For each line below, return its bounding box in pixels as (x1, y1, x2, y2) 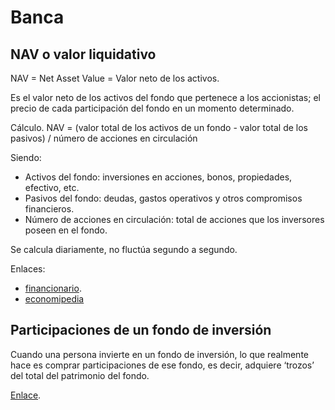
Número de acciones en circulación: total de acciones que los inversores (24, 214, 325, 225)
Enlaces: (10, 263, 46, 275)
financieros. (24, 203, 75, 215)
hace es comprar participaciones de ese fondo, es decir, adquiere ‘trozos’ (10, 359, 315, 371)
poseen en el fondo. (24, 224, 108, 236)
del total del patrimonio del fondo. (10, 369, 150, 381)
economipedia (24, 293, 85, 305)
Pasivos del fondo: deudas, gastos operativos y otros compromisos (24, 192, 303, 204)
